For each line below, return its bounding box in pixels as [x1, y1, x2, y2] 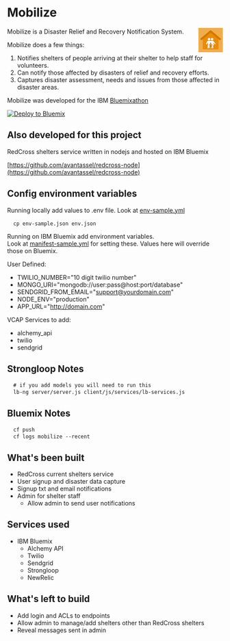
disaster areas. [16, 83, 60, 91]
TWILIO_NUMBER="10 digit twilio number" [16, 273, 137, 281]
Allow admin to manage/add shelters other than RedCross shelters [16, 618, 205, 627]
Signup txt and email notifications [16, 484, 112, 493]
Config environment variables [7, 188, 138, 200]
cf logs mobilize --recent [13, 433, 90, 441]
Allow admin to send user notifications [27, 499, 136, 507]
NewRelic [27, 573, 55, 581]
